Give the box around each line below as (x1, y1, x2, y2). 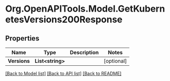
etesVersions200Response (5, 14, 123, 25)
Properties (5, 34, 40, 43)
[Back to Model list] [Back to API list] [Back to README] (5, 70, 122, 76)
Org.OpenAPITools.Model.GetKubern (5, 3, 165, 15)
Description (70, 49, 99, 56)
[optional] (104, 58, 127, 64)
